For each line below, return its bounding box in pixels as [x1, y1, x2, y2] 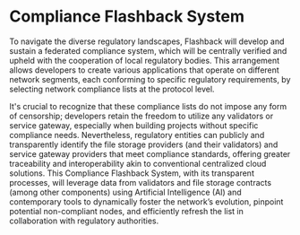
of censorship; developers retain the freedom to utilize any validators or [9, 110, 274, 121]
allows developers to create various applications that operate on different [9, 65, 279, 75]
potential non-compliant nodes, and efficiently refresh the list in [9, 205, 244, 216]
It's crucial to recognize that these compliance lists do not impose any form [9, 100, 287, 111]
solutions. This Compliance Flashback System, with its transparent [9, 168, 255, 178]
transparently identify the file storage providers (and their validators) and [9, 139, 279, 150]
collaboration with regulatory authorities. [9, 215, 159, 226]
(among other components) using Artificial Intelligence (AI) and [9, 187, 242, 197]
